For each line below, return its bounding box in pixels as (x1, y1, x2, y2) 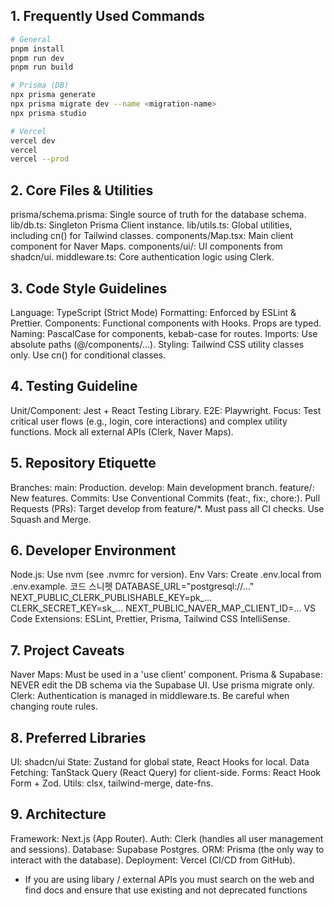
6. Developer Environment (10, 542, 177, 559)
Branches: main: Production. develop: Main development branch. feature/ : (10, 481, 315, 493)
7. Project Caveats (10, 642, 125, 659)
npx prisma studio (10, 108, 87, 118)
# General (10, 34, 52, 44)
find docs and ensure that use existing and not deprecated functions (24, 884, 308, 896)
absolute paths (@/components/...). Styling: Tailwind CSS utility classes (10, 338, 305, 350)
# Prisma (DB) (10, 80, 70, 91)
